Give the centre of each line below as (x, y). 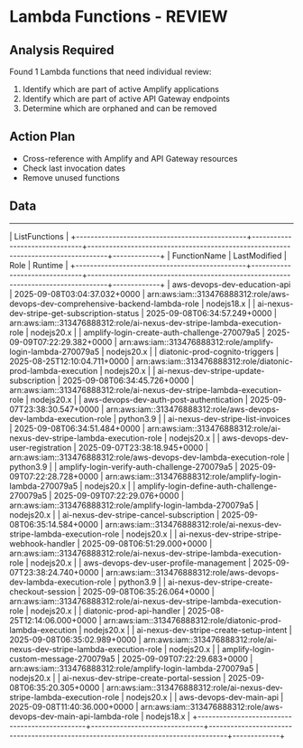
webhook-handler (42, 543)
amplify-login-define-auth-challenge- (207, 486)
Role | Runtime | (39, 265)
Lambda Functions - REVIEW (119, 17)
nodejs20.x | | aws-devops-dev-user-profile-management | (141, 563)
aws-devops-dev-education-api (231, 284)
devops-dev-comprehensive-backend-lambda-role (105, 304)
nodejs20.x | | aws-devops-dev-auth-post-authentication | (139, 399)
